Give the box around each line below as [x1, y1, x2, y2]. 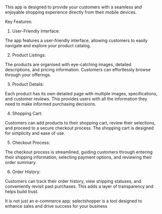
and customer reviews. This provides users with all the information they [5, 96, 147, 102]
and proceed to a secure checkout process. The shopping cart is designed [5, 125, 154, 131]
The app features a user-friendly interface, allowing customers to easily [5, 37, 148, 43]
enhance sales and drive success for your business [5, 203, 108, 209]
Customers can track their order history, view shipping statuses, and [5, 178, 142, 184]
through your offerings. [5, 72, 51, 77]
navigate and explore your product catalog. [5, 43, 91, 48]
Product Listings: [12, 52, 46, 58]
